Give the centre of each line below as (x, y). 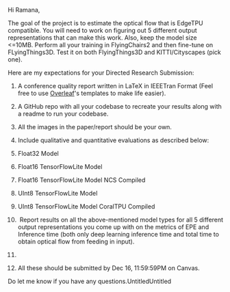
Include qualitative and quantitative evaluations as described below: (113, 140)
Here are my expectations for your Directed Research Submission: (101, 72)
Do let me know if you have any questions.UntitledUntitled (90, 281)
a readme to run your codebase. (63, 114)
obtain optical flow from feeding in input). (76, 241)
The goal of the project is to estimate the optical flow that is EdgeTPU (106, 23)
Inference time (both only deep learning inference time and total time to (118, 234)
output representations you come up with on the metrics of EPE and (113, 227)
